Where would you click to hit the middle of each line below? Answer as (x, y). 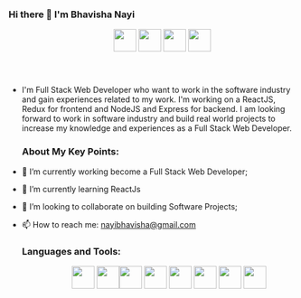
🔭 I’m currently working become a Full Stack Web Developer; (134, 172)
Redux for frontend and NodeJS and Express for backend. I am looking (153, 109)
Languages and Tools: (71, 251)
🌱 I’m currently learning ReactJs (81, 189)
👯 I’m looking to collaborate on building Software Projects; (130, 206)
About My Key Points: (70, 152)
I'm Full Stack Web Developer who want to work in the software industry (156, 90)
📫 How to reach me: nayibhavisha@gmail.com (108, 224)
